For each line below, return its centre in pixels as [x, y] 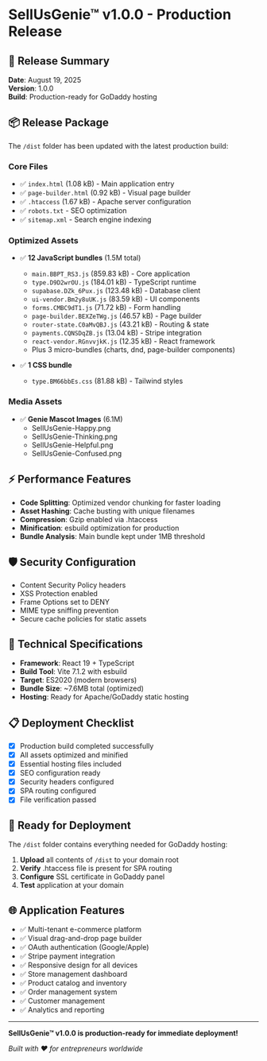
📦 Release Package [59, 123]
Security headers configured [67, 782]
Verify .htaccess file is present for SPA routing [96, 869]
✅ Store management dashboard [74, 974]
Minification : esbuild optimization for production [99, 528]
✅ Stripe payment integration [67, 956]
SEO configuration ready [60, 773]
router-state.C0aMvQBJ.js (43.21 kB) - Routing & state [120, 324]
